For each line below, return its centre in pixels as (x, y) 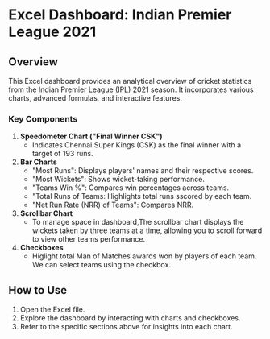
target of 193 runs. (63, 154)
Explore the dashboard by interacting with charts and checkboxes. (130, 318)
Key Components (43, 118)
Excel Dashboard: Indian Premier (120, 15)
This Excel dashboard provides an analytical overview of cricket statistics (130, 81)
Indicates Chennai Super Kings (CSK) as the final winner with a (137, 145)
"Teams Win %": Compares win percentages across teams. (131, 188)
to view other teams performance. (89, 239)
